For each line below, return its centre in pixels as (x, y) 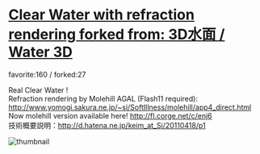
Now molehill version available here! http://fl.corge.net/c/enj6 (110, 115)
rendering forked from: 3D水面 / (117, 35)
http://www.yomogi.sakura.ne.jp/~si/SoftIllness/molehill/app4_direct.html (130, 107)
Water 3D (40, 52)
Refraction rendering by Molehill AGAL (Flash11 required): (103, 98)
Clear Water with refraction (102, 15)
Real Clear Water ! (38, 89)
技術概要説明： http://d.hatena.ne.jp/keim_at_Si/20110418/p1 (107, 125)
